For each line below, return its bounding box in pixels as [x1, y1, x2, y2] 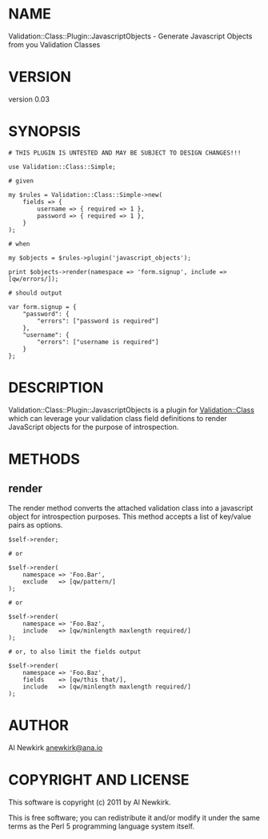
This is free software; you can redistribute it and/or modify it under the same [8, 813, 260, 822]
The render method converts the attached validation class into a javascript [8, 503, 254, 512]
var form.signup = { [8, 303, 78, 311]
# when [8, 239, 30, 248]
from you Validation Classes [8, 39, 101, 49]
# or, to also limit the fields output [8, 648, 142, 656]
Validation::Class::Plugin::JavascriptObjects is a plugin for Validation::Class [8, 405, 254, 415]
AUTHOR [8, 716, 70, 734]
